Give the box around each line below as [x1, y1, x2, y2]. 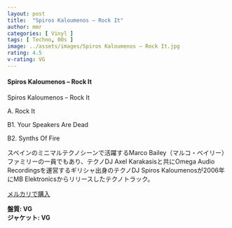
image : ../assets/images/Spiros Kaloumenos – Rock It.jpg [7, 43, 180, 50]
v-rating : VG [7, 56, 46, 63]
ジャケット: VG [7, 213, 50, 222]
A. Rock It [7, 107, 35, 115]
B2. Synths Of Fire [7, 134, 60, 142]
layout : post [7, 10, 46, 18]
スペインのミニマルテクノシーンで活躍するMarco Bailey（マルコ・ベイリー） [7, 148, 228, 156]
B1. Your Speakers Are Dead [7, 120, 89, 128]
